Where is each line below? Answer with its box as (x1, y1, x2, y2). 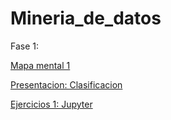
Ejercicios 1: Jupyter (10, 98, 93, 110)
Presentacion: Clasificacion (10, 78, 123, 91)
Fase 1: (10, 40, 40, 52)
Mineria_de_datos (10, 7, 162, 30)
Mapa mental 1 (10, 59, 71, 71)
